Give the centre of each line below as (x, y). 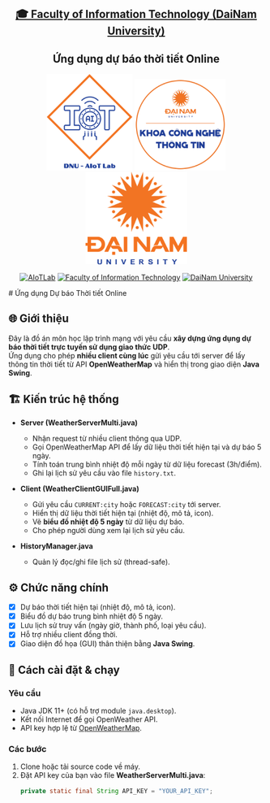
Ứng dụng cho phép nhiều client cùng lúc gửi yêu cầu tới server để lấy (127, 355)
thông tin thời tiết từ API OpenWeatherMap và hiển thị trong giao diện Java (134, 364)
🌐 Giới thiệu (39, 319)
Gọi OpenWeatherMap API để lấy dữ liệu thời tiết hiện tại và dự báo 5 (147, 447)
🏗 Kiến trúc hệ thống (64, 399)
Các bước (28, 749)
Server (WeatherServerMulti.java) (79, 423)
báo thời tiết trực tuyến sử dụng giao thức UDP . (89, 347)
